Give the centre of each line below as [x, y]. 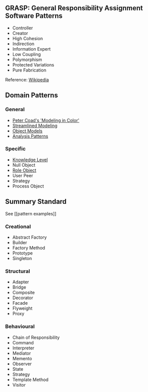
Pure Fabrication [29, 70]
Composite [24, 293]
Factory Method [29, 248]
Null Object [24, 165]
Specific [15, 149]
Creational [18, 226]
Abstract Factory [30, 237]
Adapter [21, 282]
